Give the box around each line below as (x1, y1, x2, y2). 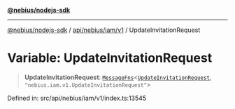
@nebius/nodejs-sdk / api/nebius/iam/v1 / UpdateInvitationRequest (7, 26, 201, 34)
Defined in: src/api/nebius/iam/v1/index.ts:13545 (7, 94, 147, 102)
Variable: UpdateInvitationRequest (7, 50, 213, 66)
